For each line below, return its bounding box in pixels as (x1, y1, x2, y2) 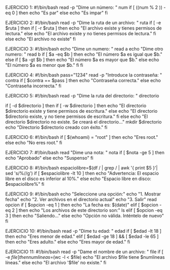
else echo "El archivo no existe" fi (5, 36, 76, 42)
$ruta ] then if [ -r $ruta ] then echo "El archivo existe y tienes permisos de (5, 25, 162, 31)
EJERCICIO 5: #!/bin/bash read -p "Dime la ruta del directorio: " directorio (5, 93, 159, 99)
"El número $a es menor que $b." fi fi (5, 62, 83, 68)
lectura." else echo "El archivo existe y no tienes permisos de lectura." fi (5, 31, 156, 36)
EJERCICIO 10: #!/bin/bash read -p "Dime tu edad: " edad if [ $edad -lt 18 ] (5, 228, 162, 234)
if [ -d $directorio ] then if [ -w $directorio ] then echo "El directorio (5, 103, 147, 109)
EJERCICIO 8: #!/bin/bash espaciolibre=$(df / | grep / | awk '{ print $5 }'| (5, 165, 158, 170)
